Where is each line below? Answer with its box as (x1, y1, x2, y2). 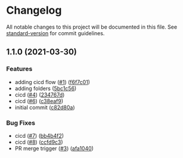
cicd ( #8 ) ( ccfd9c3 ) (14, 138, 64, 145)
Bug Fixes (6, 119, 36, 127)
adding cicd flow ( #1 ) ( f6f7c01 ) (14, 78, 91, 85)
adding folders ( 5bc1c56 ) (14, 85, 77, 92)
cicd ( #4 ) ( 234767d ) (14, 91, 65, 98)
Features (6, 65, 33, 73)
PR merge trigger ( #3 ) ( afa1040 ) (14, 144, 94, 152)
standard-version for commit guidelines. (6, 29, 105, 36)
